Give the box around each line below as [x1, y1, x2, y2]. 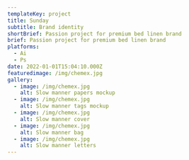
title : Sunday [7, 17, 50, 24]
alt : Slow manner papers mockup [20, 89, 115, 96]
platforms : [7, 43, 40, 50]
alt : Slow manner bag [20, 129, 84, 136]
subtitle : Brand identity [7, 23, 84, 30]
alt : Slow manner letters [20, 142, 97, 149]
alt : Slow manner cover [20, 115, 91, 122]
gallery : [7, 76, 33, 84]
